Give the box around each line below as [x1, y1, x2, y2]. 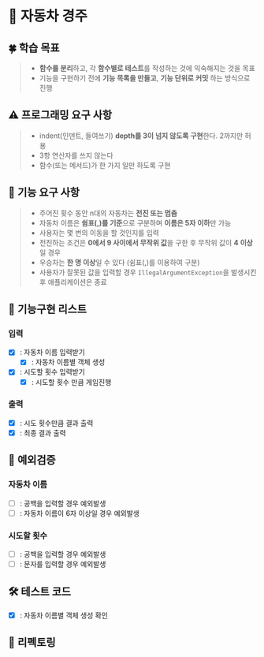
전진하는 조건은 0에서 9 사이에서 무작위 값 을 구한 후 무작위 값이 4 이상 [39, 237, 254, 247]
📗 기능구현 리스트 [8, 303, 87, 316]
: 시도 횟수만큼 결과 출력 [19, 418, 94, 427]
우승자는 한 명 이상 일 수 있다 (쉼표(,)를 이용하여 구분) [39, 257, 200, 267]
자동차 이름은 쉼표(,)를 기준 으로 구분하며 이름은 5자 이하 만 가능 [39, 218, 232, 227]
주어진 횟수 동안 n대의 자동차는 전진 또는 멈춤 [39, 208, 177, 218]
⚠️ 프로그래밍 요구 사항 [8, 108, 113, 122]
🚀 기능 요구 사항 [8, 186, 80, 200]
